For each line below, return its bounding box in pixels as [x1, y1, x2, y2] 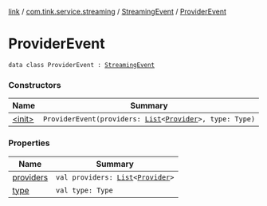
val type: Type [55, 185, 113, 195]
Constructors [8, 79, 61, 90]
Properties [8, 137, 50, 149]
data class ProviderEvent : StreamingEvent [8, 61, 155, 69]
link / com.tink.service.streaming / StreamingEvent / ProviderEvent [8, 7, 227, 16]
